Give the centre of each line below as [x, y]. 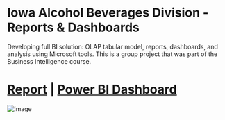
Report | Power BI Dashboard [92, 90]
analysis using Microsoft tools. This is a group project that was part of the [112, 54]
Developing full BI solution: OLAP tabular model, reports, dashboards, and [113, 46]
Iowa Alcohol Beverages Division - [108, 13]
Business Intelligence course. [49, 61]
